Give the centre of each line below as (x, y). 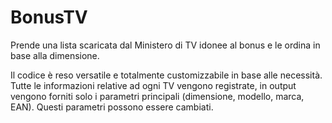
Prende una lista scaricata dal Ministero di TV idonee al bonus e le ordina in (165, 45)
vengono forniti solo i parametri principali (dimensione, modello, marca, (157, 96)
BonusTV (49, 17)
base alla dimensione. (55, 55)
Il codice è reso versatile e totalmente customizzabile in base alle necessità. (166, 75)
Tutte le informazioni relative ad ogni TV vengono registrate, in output (153, 85)
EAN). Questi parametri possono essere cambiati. (112, 107)
